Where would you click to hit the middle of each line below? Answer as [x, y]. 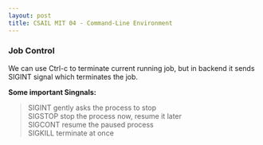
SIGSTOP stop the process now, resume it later [104, 116]
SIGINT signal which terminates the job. [73, 76]
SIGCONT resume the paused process [90, 124]
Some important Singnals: [53, 92]
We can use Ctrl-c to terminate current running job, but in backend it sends [131, 68]
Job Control [31, 51]
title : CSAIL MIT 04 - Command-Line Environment [90, 23]
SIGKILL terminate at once [71, 133]
